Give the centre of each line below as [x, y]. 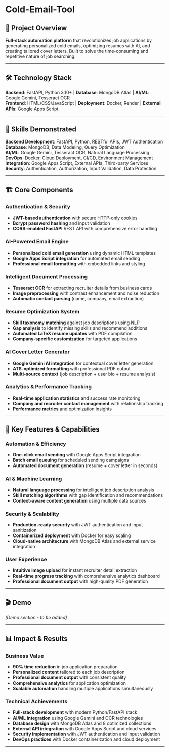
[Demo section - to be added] [36, 618]
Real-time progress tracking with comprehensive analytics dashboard [86, 576]
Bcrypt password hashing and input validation [61, 223]
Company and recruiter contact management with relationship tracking [88, 403]
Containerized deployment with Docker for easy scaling [72, 535]
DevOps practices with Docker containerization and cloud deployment [86, 739]
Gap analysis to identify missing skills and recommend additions [80, 328]
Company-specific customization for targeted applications [75, 339]
